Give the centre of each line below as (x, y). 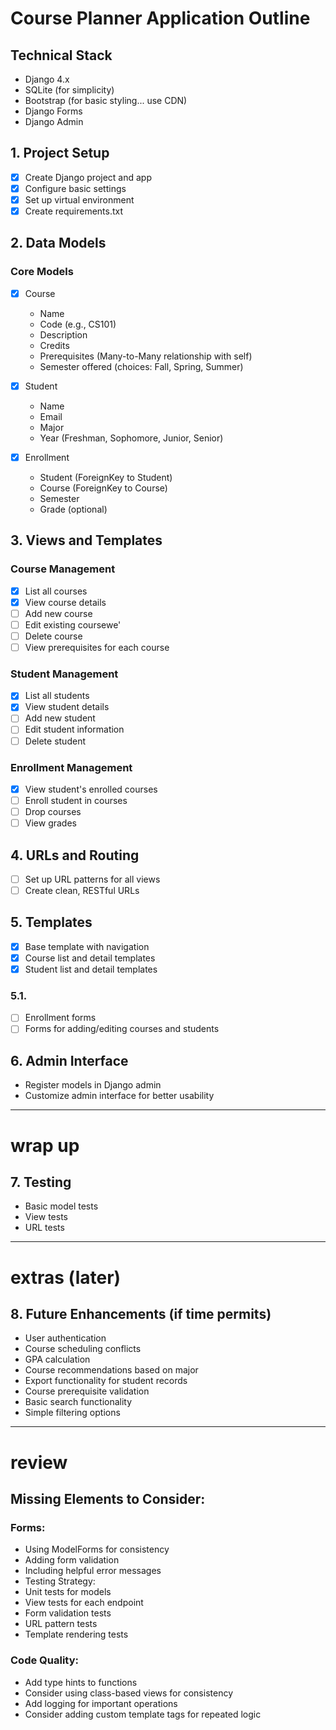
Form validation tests (68, 1613)
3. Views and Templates (86, 540)
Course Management (63, 569)
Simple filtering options (72, 1413)
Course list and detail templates (90, 958)
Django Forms (53, 111)
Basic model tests (61, 1206)
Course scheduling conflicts (83, 1349)
